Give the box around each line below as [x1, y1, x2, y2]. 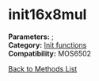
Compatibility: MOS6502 [8, 48, 92, 58]
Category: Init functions [8, 40, 87, 49]
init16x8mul [8, 6, 87, 24]
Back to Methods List [8, 64, 78, 73]
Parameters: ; [8, 32, 54, 41]
